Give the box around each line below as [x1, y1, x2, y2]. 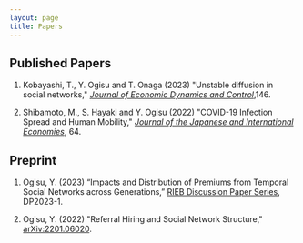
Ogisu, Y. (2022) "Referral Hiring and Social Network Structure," [22, 214, 263, 225]
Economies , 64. [22, 127, 82, 137]
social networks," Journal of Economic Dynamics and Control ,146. [22, 89, 271, 100]
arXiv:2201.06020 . [22, 224, 93, 235]
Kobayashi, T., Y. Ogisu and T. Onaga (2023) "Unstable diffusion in [22, 79, 274, 91]
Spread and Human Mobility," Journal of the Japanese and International [22, 116, 294, 127]
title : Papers [9, 22, 64, 31]
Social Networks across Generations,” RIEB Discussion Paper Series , [22, 187, 280, 197]
